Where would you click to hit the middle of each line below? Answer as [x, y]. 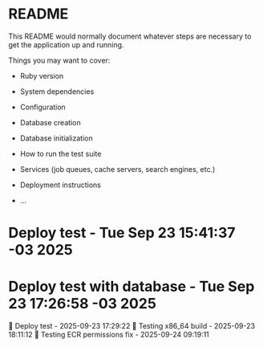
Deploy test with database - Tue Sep [131, 287]
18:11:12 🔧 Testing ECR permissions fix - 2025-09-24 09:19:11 [109, 335]
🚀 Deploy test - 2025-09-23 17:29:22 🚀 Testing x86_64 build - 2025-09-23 [131, 326]
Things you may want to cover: [59, 60]
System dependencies [57, 91]
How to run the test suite [61, 153]
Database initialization [57, 138]
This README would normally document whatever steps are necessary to [130, 36]
